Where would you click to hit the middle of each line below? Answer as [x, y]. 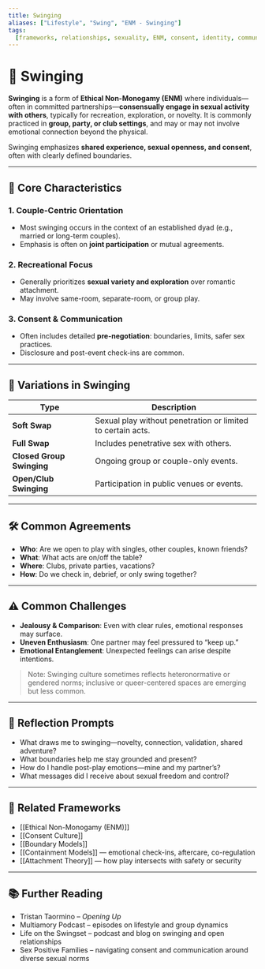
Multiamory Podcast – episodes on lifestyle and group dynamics [124, 925]
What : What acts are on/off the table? [81, 558]
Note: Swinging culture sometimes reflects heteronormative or [129, 674]
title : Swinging [35, 15]
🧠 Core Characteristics [65, 187]
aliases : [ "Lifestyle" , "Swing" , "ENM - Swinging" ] [95, 23]
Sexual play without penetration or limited [171, 421]
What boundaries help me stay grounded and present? [108, 759]
